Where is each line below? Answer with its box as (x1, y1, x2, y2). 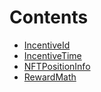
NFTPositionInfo (23, 60, 91, 72)
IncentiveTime (23, 49, 82, 61)
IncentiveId (23, 39, 71, 51)
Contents (9, 6, 89, 29)
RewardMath (23, 71, 77, 83)
